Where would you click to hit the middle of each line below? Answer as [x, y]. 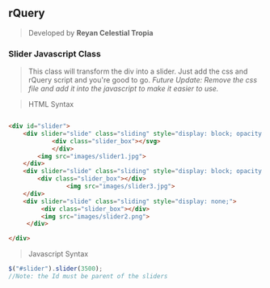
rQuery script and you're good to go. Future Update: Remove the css [142, 80]
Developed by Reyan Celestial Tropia [91, 32]
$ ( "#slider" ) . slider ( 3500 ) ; [56, 269]
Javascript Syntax [58, 254]
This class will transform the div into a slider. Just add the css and [138, 71]
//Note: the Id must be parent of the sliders [88, 277]
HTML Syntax [51, 104]
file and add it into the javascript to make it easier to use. [123, 89]
